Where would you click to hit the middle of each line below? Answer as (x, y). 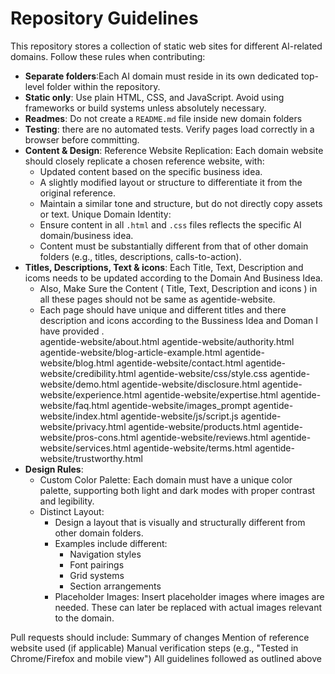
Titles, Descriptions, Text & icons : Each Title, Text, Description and (164, 267)
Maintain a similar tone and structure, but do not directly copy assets (181, 203)
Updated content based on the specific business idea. (151, 171)
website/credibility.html (88, 373)
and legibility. (67, 501)
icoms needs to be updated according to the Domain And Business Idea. (173, 278)
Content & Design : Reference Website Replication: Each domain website (174, 150)
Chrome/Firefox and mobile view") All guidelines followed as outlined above (166, 658)
